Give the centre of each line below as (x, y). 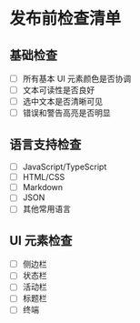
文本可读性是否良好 (59, 90)
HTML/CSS (44, 177)
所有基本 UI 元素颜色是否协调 (77, 79)
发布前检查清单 (65, 19)
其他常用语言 (46, 209)
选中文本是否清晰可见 (62, 102)
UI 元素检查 (41, 241)
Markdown (43, 187)
